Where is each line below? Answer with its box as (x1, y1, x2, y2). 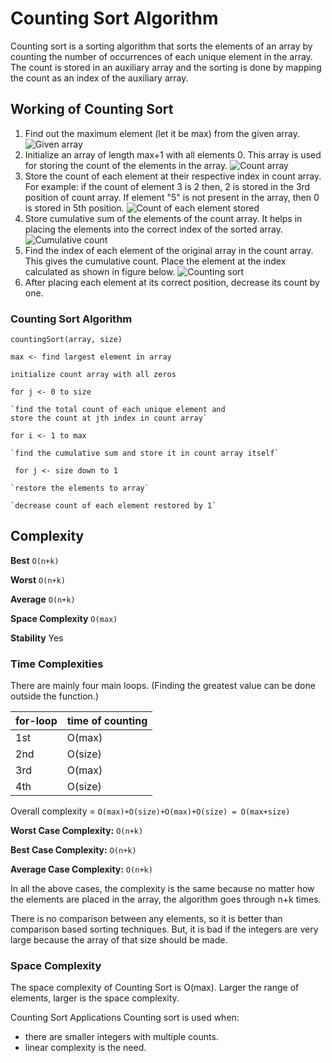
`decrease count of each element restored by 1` (10, 501, 217, 511)
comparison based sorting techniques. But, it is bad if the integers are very (10, 923, 319, 936)
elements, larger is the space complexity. (10, 992, 180, 1004)
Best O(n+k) (10, 554, 60, 566)
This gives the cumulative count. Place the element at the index (24, 255, 287, 267)
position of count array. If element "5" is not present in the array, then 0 (24, 191, 320, 203)
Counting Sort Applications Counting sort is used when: (10, 1012, 240, 1024)
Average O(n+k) (10, 593, 76, 605)
